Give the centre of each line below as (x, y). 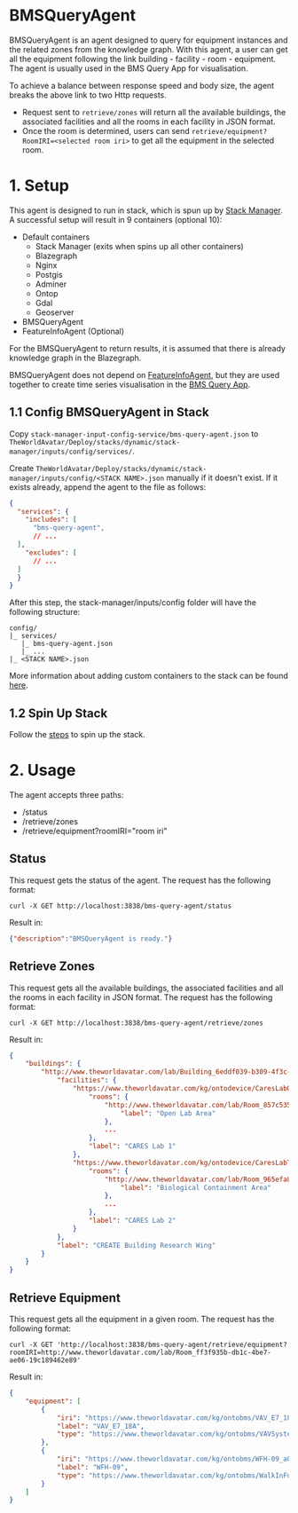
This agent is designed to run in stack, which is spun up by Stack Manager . (146, 210)
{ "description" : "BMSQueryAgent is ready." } (91, 938)
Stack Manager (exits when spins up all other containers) (139, 246)
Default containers (56, 237)
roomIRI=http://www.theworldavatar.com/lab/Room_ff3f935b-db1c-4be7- (141, 1352)
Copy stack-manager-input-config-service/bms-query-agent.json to (134, 433)
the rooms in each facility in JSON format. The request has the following (141, 997)
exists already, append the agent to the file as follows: (108, 487)
